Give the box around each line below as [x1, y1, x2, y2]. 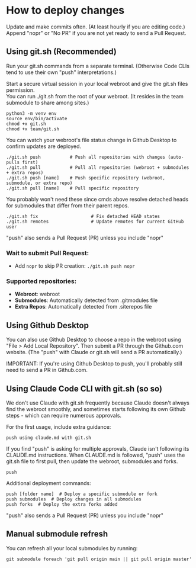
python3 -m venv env [6, 110, 57, 116]
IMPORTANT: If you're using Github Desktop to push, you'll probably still [6, 360, 182, 367]
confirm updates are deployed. [6, 143, 82, 150]
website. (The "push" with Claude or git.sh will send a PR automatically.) [6, 349, 182, 356]
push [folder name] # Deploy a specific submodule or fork [6, 491, 158, 497]
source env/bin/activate [6, 115, 68, 121]
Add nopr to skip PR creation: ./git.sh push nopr [14, 262, 135, 269]
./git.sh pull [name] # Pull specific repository [6, 185, 139, 191]
